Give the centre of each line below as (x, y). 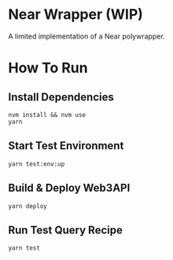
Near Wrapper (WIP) (76, 15)
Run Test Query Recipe (66, 230)
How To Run (48, 68)
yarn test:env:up (37, 164)
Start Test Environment (66, 146)
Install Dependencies (61, 97)
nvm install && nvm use (47, 115)
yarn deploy (28, 206)
